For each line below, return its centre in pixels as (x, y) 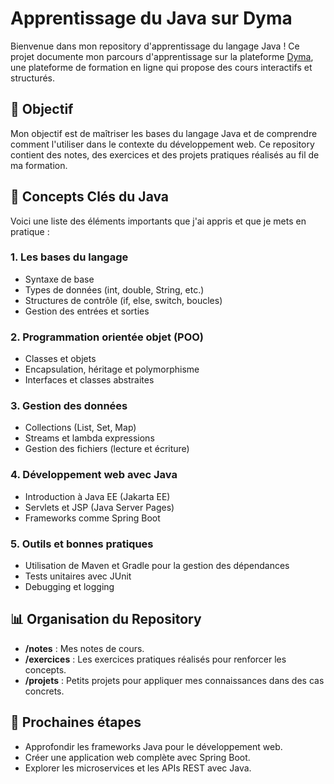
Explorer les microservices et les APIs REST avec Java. (138, 768)
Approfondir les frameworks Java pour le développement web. (153, 746)
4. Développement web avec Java (94, 475)
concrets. (44, 691)
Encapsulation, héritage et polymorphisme (112, 369)
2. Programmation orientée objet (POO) (107, 337)
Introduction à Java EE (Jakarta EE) (97, 496)
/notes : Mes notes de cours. (84, 648)
